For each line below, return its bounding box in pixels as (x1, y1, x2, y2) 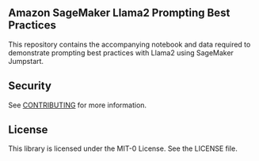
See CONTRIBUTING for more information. (8, 100, 147, 110)
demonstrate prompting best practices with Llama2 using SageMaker (8, 47, 234, 58)
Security (8, 79, 51, 93)
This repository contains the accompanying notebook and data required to (8, 39, 251, 49)
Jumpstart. (8, 56, 44, 66)
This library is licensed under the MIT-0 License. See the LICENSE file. (8, 144, 238, 153)
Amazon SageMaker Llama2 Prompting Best (8, 6, 230, 20)
